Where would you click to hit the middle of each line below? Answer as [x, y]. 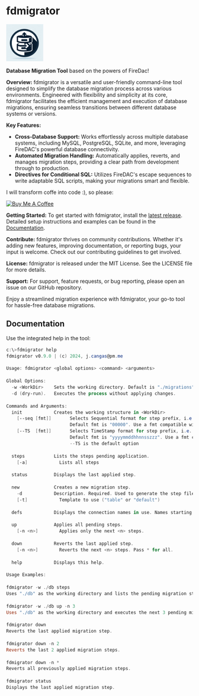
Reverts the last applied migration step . [59, 631]
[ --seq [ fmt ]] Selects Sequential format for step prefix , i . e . [106, 419]
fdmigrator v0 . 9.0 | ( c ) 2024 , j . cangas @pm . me [65, 356]
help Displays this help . [58, 562]
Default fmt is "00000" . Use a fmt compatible [128, 425]
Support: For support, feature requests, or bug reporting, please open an [95, 281]
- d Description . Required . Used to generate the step [99, 493]
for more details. [26, 269]
